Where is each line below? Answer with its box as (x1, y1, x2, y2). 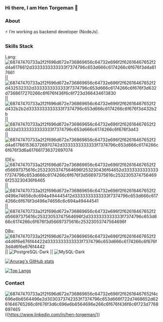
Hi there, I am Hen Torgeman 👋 (5, 4, 78, 11)
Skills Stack (5, 43, 33, 50)
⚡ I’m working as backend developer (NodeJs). (5, 29, 99, 35)
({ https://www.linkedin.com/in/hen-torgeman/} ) (5, 311, 100, 317)
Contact (5, 280, 25, 286)
